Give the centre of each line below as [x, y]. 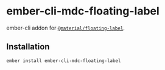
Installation [28, 47]
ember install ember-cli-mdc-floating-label [64, 61]
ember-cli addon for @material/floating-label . [65, 28]
